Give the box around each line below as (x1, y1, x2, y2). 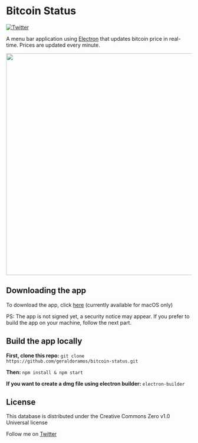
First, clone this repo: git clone (6, 352, 85, 359)
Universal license (6, 419, 48, 426)
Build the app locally (6, 336, 82, 347)
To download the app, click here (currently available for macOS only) (6, 301, 173, 308)
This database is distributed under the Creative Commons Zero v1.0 (6, 413, 170, 420)
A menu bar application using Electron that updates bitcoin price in (6, 35, 168, 42)
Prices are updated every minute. (19, 41, 100, 48)
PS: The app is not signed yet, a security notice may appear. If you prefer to (6, 312, 190, 320)
